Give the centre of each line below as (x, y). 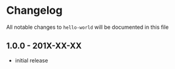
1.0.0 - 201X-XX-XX (44, 46)
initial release (31, 60)
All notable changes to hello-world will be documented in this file (87, 27)
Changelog (34, 10)
